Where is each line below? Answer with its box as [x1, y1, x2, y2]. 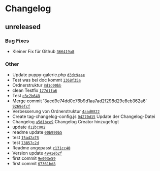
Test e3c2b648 [12, 93, 40, 99]
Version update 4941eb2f [12, 150, 63, 156]
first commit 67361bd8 [12, 161, 56, 167]
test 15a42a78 [12, 135, 39, 141]
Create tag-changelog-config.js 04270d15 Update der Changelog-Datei [12, 114, 156, 119]
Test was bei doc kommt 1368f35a [12, 77, 81, 83]
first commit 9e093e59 [12, 155, 56, 161]
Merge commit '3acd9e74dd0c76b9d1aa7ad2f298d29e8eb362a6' [12, 98, 147, 104]
